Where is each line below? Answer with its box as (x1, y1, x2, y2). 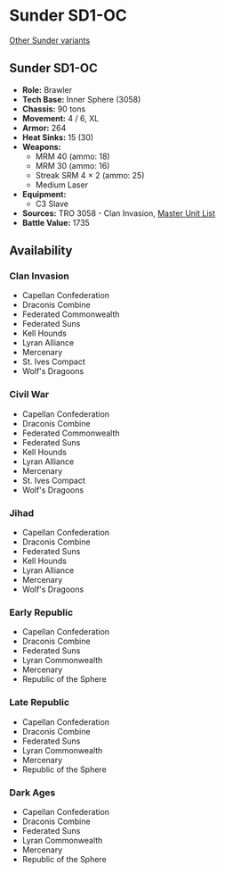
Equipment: (21, 188, 67, 199)
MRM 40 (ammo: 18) (35, 151, 110, 162)
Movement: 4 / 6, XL (21, 112, 100, 123)
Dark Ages (9, 786, 56, 799)
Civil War (9, 388, 50, 401)
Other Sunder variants (9, 35, 91, 46)
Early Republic (9, 606, 74, 619)
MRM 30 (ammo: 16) (35, 160, 110, 170)
